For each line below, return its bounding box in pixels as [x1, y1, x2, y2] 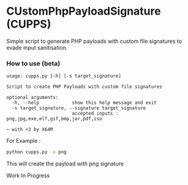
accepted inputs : [71, 111, 119, 117]
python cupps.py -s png [6, 149, 67, 155]
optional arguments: [6, 95, 59, 101]
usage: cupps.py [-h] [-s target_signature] [6, 73, 121, 79]
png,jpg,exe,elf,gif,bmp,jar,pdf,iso [6, 116, 103, 122]
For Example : [6, 137, 41, 145]
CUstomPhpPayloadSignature [6, 4, 161, 18]
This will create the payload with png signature [6, 160, 124, 167]
